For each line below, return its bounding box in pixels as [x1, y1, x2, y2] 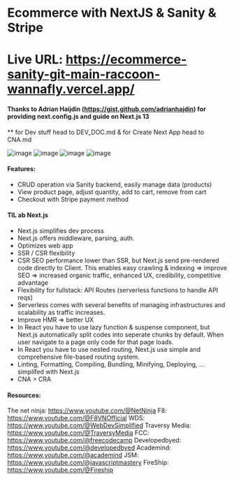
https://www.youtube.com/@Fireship [7, 466, 114, 474]
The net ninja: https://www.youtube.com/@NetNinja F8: [7, 406, 168, 415]
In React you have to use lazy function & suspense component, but [17, 323, 210, 331]
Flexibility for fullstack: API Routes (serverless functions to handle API [17, 286, 219, 294]
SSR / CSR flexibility [17, 249, 75, 257]
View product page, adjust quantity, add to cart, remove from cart [17, 187, 207, 196]
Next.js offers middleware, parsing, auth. [17, 234, 135, 242]
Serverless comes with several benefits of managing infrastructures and [17, 300, 226, 309]
